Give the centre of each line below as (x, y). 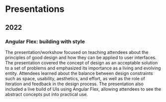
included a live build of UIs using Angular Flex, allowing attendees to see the (83, 89)
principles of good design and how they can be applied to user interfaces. (81, 57)
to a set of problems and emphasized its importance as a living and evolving (83, 68)
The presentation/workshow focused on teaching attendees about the (77, 52)
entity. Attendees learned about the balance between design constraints (79, 73)
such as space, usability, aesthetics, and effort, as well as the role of (75, 78)
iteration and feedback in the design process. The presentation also (75, 84)
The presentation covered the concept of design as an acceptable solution (82, 62)
